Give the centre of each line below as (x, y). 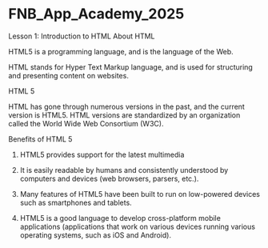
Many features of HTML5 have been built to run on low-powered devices (140, 194)
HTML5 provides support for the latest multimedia (102, 154)
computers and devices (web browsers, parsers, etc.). (109, 178)
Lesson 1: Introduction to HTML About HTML (82, 36)
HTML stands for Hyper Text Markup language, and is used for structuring (131, 67)
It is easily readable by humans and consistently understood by (124, 170)
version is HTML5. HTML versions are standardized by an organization (124, 115)
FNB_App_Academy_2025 (96, 14)
